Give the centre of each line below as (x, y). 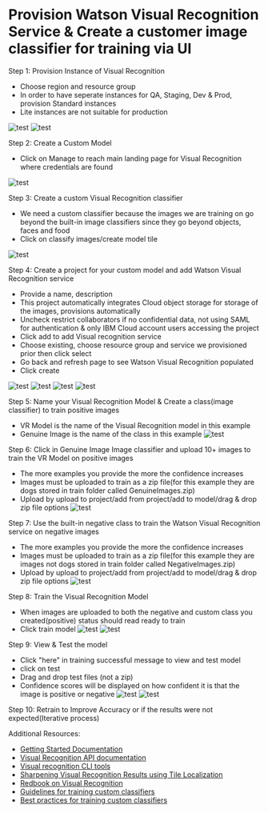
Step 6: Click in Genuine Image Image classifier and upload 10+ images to (130, 449)
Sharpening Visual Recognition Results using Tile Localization (121, 775)
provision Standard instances (68, 103)
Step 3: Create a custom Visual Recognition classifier (96, 198)
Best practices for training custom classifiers (94, 800)
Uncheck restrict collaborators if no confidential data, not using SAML (135, 319)
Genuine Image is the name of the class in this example (111, 434)
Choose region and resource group (78, 86)
